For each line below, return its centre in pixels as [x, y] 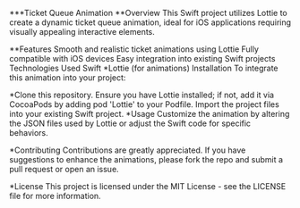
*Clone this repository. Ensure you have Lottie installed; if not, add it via [142, 95]
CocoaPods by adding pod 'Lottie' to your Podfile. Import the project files [144, 104]
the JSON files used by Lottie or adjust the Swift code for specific [130, 123]
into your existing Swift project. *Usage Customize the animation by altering [150, 114]
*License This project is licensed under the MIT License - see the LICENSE [148, 186]
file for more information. [55, 196]
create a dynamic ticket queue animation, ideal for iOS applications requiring [150, 22]
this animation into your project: [68, 78]
